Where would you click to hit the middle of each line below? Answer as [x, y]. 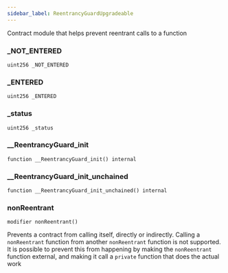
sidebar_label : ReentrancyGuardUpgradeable [70, 13]
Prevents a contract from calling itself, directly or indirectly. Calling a [104, 235]
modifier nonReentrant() [43, 222]
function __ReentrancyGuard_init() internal [72, 159]
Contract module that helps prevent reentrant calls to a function [97, 33]
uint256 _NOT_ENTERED [38, 65]
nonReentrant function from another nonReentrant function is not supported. [114, 242]
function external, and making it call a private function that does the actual [113, 257]
